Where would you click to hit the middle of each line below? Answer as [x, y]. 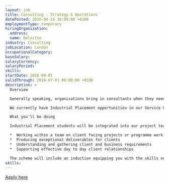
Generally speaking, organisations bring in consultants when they [82, 99]
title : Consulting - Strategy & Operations [52, 15]
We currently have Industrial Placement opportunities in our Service [85, 108]
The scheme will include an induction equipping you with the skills [84, 158]
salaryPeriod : [20, 66]
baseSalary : [18, 57]
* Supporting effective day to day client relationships [72, 149]
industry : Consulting [28, 43]
